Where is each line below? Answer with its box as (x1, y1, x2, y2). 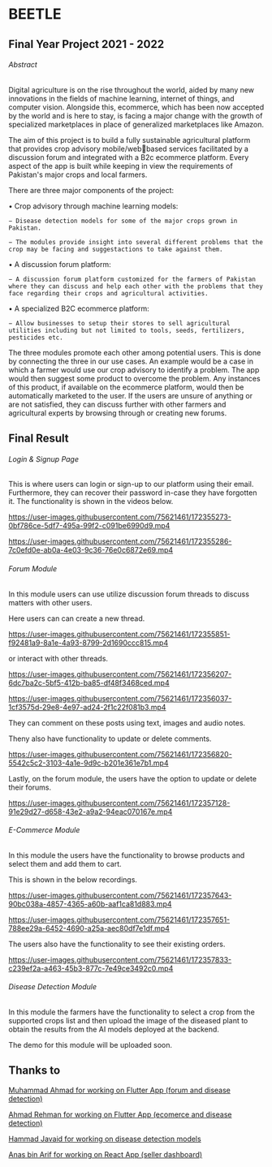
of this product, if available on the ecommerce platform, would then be (8, 382, 244, 392)
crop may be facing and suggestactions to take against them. (8, 245, 223, 253)
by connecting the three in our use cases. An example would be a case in (8, 356, 254, 366)
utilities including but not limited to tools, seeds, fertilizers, (8, 326, 245, 334)
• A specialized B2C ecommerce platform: (8, 304, 150, 313)
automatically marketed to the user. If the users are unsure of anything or (8, 390, 253, 400)
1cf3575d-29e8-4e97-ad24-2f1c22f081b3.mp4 (8, 702, 166, 712)
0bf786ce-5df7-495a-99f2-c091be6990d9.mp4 (8, 521, 171, 531)
